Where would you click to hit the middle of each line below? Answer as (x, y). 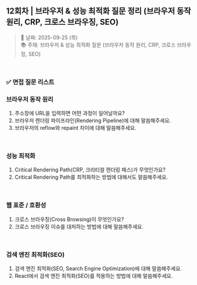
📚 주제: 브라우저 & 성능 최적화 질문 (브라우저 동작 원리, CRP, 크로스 (98, 45)
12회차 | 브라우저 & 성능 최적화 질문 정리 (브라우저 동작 (98, 11)
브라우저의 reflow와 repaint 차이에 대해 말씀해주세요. (75, 128)
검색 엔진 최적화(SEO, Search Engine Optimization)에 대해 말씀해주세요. (98, 268)
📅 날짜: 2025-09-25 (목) (49, 37)
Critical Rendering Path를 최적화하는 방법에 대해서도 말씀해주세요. (91, 177)
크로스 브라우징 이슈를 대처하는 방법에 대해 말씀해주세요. (79, 226)
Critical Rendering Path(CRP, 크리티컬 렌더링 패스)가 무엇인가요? (90, 170)
